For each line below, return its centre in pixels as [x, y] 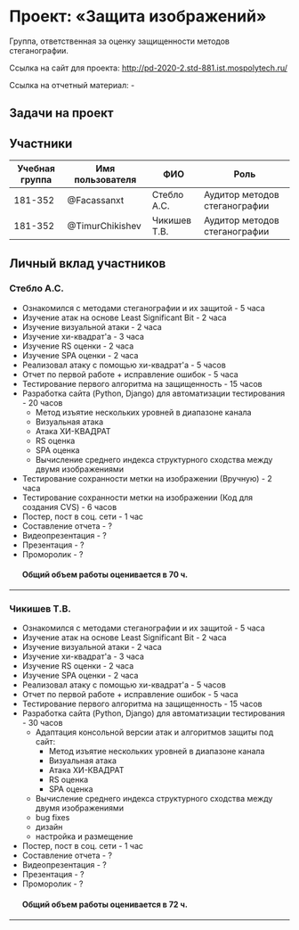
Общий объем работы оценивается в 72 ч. [105, 904]
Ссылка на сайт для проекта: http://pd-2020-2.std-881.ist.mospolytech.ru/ [148, 68]
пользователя [105, 180]
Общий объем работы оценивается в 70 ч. [105, 575]
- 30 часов [42, 723]
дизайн [49, 827]
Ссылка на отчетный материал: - [72, 85]
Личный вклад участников [88, 263]
